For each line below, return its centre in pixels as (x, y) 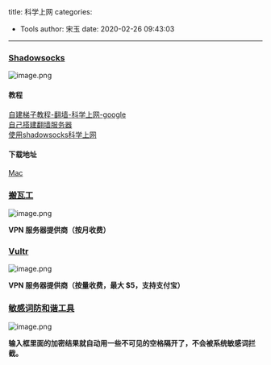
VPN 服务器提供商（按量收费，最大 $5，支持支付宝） (96, 285)
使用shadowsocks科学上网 (52, 135)
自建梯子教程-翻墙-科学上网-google (67, 114)
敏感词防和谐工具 (42, 309)
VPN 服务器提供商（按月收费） (59, 230)
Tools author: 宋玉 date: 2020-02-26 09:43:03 (97, 29)
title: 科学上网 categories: (50, 12)
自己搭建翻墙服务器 (40, 124)
